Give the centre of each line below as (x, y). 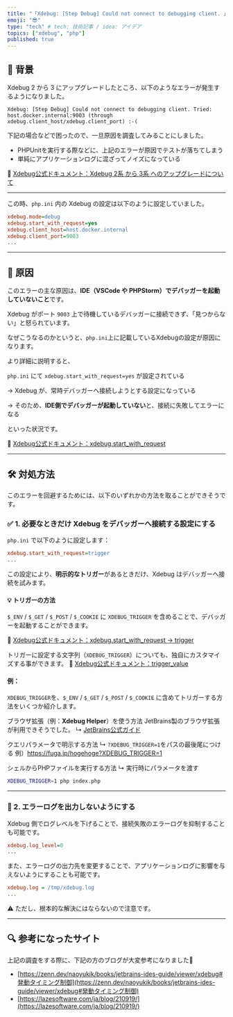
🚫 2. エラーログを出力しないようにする (71, 807)
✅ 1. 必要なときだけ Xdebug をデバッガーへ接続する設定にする (112, 524)
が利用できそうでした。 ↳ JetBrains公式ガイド (74, 730)
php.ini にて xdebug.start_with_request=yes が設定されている (96, 376)
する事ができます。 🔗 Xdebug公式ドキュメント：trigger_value (101, 664)
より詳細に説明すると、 (41, 361)
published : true (31, 40)
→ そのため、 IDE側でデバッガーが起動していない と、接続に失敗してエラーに (116, 406)
